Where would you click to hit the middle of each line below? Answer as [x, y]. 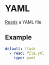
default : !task [20, 49]
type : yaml [25, 58]
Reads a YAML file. [24, 22]
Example [18, 37]
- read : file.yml [27, 53]
